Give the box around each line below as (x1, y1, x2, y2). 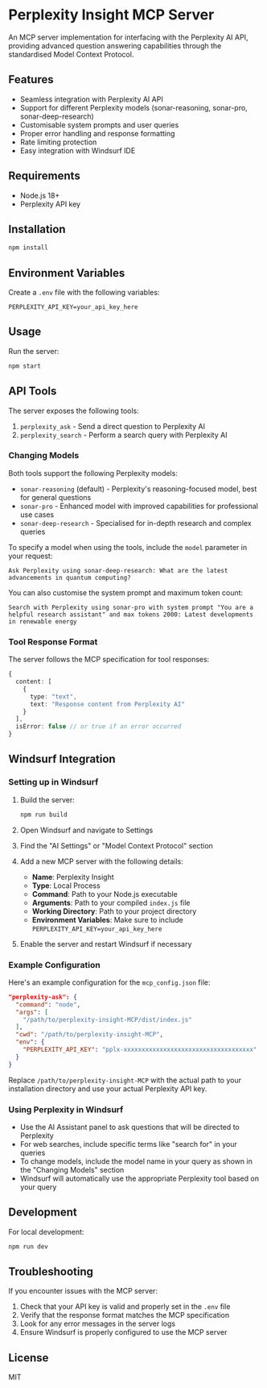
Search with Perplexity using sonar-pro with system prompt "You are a (8, 603, 253, 611)
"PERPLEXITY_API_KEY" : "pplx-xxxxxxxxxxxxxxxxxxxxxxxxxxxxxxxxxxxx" (23, 1046, 257, 1054)
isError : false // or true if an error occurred (15, 723, 182, 731)
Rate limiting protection (19, 137, 97, 147)
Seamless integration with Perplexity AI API (19, 94, 163, 104)
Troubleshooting (8, 1265, 94, 1279)
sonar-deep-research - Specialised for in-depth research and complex (19, 518, 252, 527)
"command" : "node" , (15, 1000, 81, 1009)
